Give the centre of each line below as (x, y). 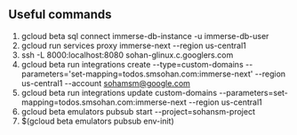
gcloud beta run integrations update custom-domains (119, 92)
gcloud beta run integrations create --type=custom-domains (132, 64)
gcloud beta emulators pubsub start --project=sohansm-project (138, 111)
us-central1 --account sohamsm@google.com (105, 83)
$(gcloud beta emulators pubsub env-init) (97, 121)
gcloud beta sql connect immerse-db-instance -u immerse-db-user (145, 36)
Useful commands (60, 15)
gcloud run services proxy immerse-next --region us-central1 (133, 45)
